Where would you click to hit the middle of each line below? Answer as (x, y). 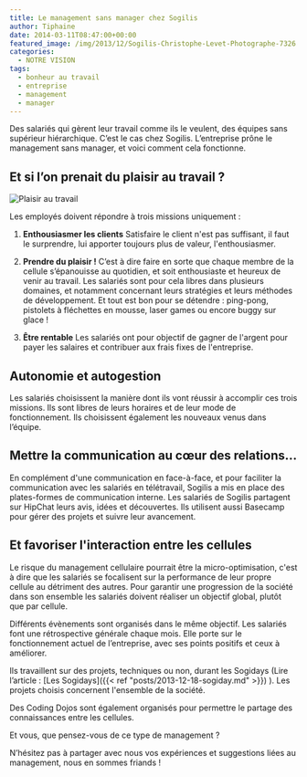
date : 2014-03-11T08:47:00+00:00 (73, 35)
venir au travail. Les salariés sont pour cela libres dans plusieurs (143, 281)
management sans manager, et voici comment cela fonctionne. (128, 148)
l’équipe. (26, 427)
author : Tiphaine (42, 26)
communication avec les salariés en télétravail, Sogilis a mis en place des (147, 487)
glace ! (35, 320)
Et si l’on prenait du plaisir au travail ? (117, 177)
